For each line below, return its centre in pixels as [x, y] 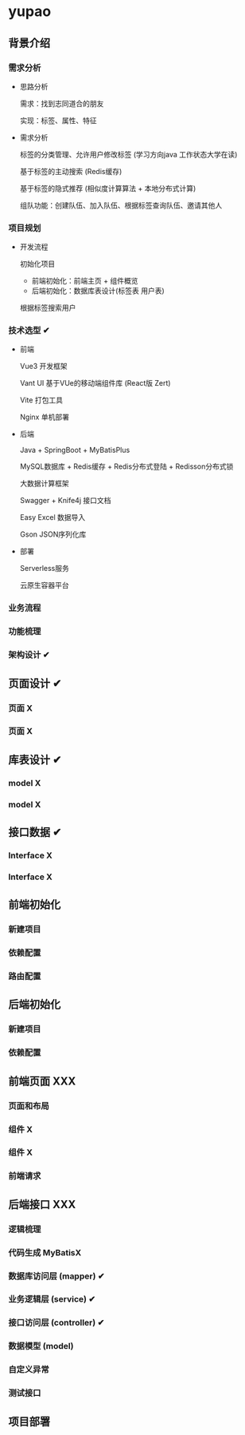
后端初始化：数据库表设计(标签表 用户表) [98, 291]
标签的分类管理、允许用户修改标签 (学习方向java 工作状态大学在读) [128, 154]
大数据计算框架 [44, 484]
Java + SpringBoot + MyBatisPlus [75, 450]
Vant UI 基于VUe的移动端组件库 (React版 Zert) [95, 383]
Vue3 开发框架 [43, 367]
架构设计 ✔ [29, 655]
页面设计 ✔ [35, 683]
